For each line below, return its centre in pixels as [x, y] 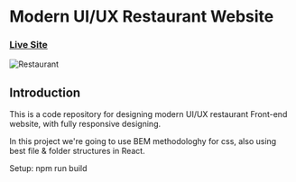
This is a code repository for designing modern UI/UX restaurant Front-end [148, 114]
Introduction [45, 92]
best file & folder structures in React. [78, 151]
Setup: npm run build [48, 168]
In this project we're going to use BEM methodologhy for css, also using [143, 141]
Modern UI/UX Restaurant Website [142, 17]
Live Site [28, 45]
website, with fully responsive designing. [85, 124]
